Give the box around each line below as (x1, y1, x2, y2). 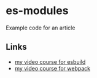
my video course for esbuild (14, 58, 86, 65)
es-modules (6, 4, 69, 18)
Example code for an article (6, 24, 76, 31)
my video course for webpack (14, 64, 90, 72)
